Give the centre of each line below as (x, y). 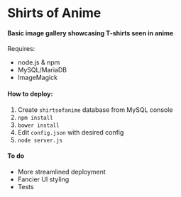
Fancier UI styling (43, 179)
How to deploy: (30, 94)
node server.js (40, 140)
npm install (35, 118)
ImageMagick (38, 78)
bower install (38, 125)
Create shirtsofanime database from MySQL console (95, 109)
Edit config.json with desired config (71, 132)
